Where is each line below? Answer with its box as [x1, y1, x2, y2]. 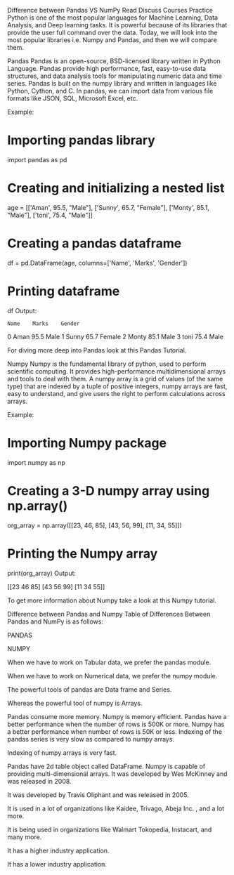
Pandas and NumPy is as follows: [7, 617, 104, 626]
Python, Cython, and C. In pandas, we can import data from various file [7, 87, 214, 95]
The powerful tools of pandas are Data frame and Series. [7, 685, 172, 694]
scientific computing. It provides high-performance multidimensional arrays [7, 367, 226, 375]
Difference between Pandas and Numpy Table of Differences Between [7, 610, 211, 618]
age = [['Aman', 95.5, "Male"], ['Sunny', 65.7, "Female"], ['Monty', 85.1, [7, 203, 209, 211]
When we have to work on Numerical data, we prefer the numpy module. [7, 671, 218, 680]
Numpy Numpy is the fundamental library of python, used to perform [7, 360, 207, 368]
